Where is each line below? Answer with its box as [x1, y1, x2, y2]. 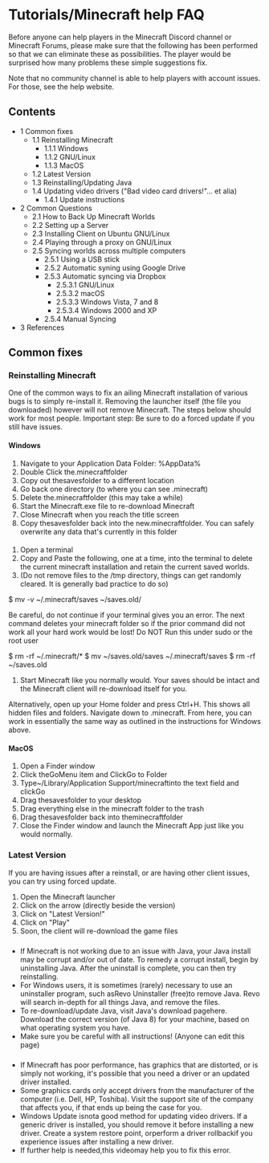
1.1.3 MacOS [43, 161, 84, 170]
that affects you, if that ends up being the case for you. [19, 1102, 202, 1112]
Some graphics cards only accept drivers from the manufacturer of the [19, 1085, 255, 1095]
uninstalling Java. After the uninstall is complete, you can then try [19, 963, 237, 973]
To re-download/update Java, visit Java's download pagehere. [19, 1006, 227, 1015]
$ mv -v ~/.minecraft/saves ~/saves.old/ [8, 595, 142, 604]
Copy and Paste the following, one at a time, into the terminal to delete [19, 554, 253, 563]
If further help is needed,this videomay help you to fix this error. [19, 1145, 231, 1155]
